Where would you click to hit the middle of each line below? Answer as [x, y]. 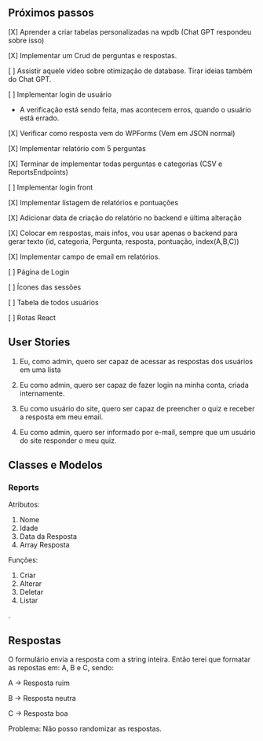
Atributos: [24, 505]
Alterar [31, 584]
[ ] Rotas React [32, 317]
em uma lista [40, 370]
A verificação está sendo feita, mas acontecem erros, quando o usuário [135, 109]
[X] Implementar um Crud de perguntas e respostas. [93, 55]
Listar [29, 600]
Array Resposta [44, 545]
